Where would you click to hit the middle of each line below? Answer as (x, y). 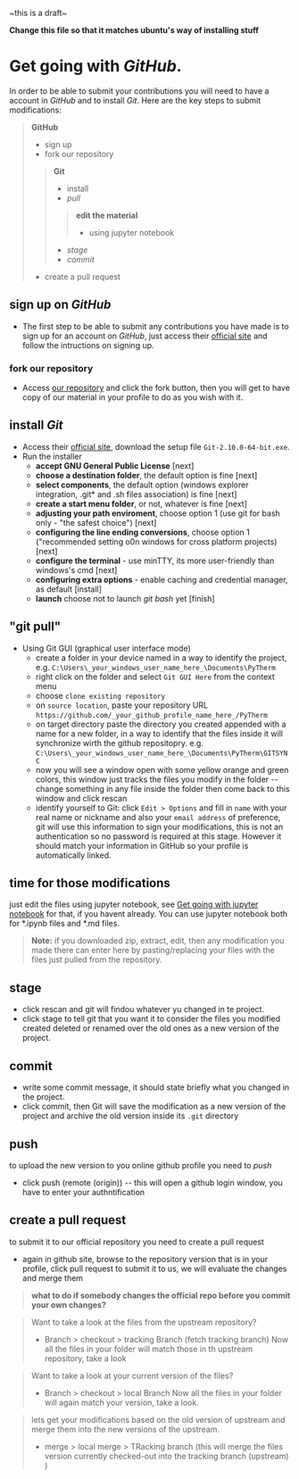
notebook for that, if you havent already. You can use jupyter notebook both (149, 914)
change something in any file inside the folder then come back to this (162, 788)
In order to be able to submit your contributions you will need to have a (139, 91)
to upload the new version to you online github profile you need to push (141, 1165)
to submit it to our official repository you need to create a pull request (137, 1242)
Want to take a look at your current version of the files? (132, 1375)
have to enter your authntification (83, 1192)
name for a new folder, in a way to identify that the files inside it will (159, 733)
